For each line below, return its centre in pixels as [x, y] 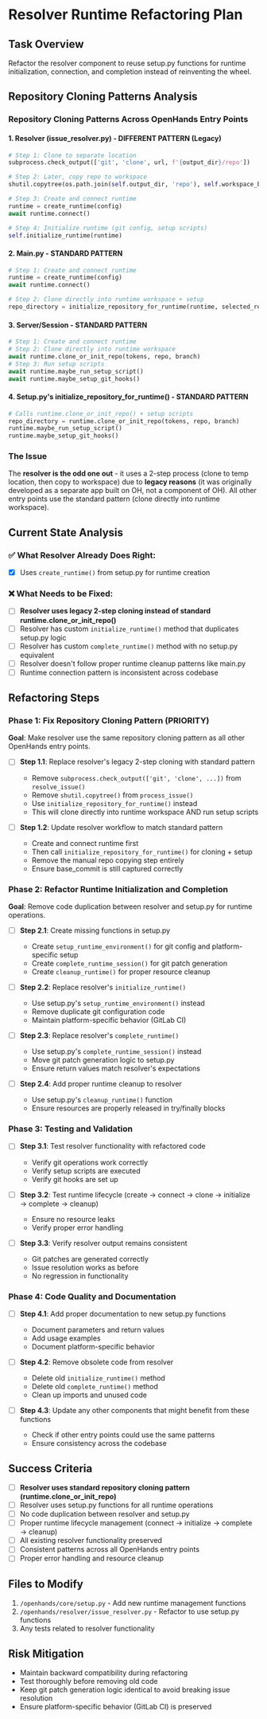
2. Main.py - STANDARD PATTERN [66, 253]
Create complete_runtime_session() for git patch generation [130, 963]
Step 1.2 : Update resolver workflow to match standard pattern [121, 827]
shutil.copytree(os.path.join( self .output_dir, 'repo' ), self [113, 185]
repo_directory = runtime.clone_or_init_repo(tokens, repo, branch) [124, 421]
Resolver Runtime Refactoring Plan [126, 15]
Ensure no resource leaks [73, 1219]
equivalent [37, 655]
